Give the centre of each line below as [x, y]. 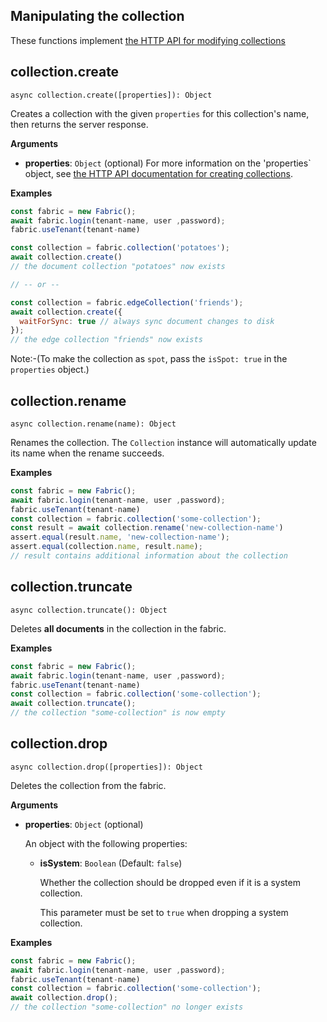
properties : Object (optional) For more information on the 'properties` [168, 163]
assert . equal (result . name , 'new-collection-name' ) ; [120, 537]
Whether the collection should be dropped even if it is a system [170, 882]
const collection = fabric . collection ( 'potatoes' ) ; [120, 248]
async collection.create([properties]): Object [111, 95]
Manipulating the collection [97, 16]
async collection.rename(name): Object [93, 424]
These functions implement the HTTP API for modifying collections [148, 40]
